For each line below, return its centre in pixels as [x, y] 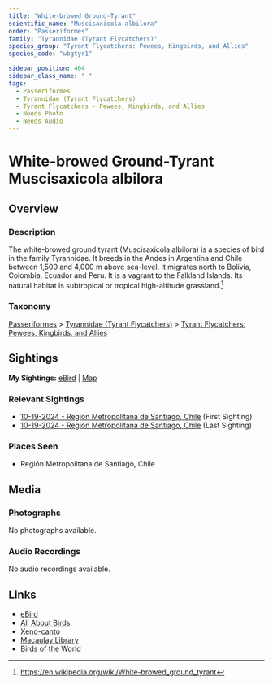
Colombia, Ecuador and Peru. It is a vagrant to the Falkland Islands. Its [126, 275]
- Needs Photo [39, 114]
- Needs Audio [39, 121]
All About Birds [45, 623]
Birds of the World [50, 649]
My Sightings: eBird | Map [53, 378]
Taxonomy [30, 306]
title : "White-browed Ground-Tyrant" [72, 16]
